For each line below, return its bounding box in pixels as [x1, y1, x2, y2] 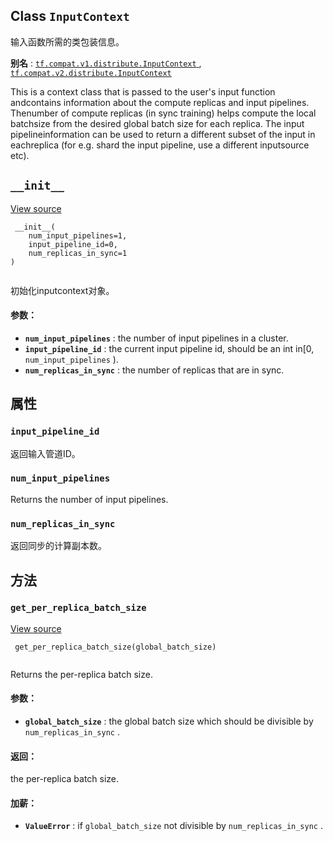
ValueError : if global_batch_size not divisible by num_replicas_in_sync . [24, 820, 323, 832]
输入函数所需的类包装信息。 [10, 35, 125, 48]
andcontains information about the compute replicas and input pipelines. [10, 96, 310, 108]
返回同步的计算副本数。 [10, 540, 107, 552]
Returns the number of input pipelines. [10, 493, 169, 505]
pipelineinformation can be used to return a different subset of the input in [10, 128, 316, 140]
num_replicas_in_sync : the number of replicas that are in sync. [24, 364, 285, 376]
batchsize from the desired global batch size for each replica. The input [10, 117, 305, 129]
